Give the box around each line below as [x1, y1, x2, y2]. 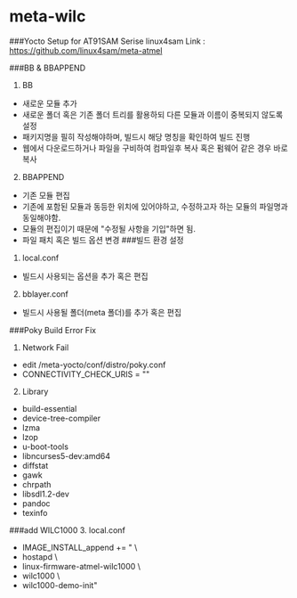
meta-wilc [9, 6, 86, 27]
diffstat [21, 460, 49, 471]
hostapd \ [21, 551, 58, 562]
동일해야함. [21, 212, 61, 223]
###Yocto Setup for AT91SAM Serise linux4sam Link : [9, 36, 206, 46]
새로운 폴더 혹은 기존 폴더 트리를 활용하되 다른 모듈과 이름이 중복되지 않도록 [21, 109, 284, 119]
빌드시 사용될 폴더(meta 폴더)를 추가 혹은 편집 [21, 307, 182, 317]
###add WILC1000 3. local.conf [9, 524, 126, 536]
